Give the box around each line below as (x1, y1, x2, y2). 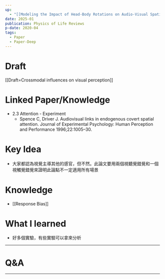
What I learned (5, 218, 66, 229)
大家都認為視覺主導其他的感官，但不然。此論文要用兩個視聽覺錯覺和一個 (12, 160, 159, 166)
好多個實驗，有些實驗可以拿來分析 (12, 235, 82, 241)
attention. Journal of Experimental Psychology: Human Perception (19, 121, 154, 127)
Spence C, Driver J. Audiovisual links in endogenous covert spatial (19, 116, 154, 121)
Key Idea (5, 144, 42, 155)
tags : (5, 30, 16, 35)
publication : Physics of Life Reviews (5, 21, 84, 26)
